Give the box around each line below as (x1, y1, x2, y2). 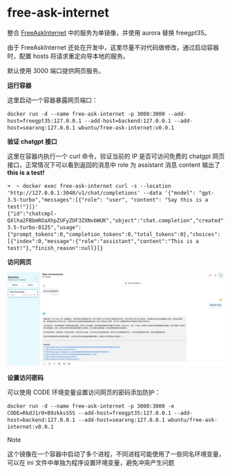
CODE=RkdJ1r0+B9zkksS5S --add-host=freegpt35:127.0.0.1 (7, 409, 171, 417)
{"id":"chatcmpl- (7, 210, 57, 217)
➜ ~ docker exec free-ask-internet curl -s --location (7, 182, 171, 189)
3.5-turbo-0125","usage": (7, 224, 81, 231)
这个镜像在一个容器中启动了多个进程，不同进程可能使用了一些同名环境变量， (7, 450, 225, 458)
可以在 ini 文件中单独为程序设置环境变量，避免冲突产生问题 (7, 458, 175, 467)
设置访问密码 (7, 374, 43, 382)
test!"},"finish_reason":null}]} (7, 244, 104, 251)
